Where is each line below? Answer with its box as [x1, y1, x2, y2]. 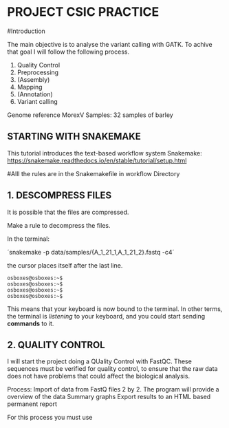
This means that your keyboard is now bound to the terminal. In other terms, [7, 304, 223, 313]
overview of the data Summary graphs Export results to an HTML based [7, 393, 211, 401]
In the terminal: [7, 235, 50, 243]
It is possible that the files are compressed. [7, 208, 129, 216]
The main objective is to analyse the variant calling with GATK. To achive [7, 40, 212, 48]
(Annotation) [17, 90, 53, 98]
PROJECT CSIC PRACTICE [7, 4, 160, 20]
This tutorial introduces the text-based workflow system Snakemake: [7, 149, 202, 157]
